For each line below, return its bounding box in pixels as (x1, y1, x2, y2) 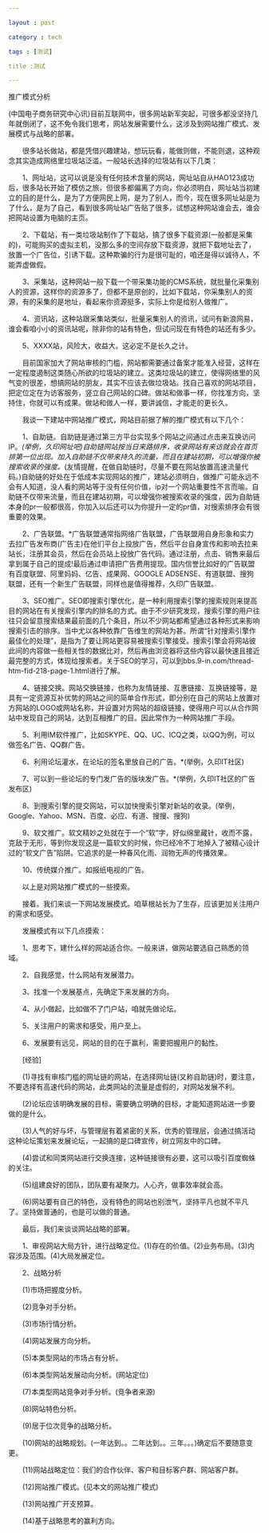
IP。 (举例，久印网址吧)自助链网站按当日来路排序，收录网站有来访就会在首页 (8, 442, 258, 452)
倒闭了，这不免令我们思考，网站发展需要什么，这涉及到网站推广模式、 (22, 119, 253, 129)
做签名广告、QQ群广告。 (8, 740, 89, 750)
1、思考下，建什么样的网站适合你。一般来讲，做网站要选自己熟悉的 (22, 943, 242, 953)
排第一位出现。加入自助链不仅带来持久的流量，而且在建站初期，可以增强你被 (8, 452, 260, 462)
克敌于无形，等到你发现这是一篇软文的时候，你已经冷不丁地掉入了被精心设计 (8, 838, 260, 848)
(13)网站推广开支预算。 (22, 1499, 98, 1509)
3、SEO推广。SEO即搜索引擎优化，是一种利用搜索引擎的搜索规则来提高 (22, 596, 258, 606)
